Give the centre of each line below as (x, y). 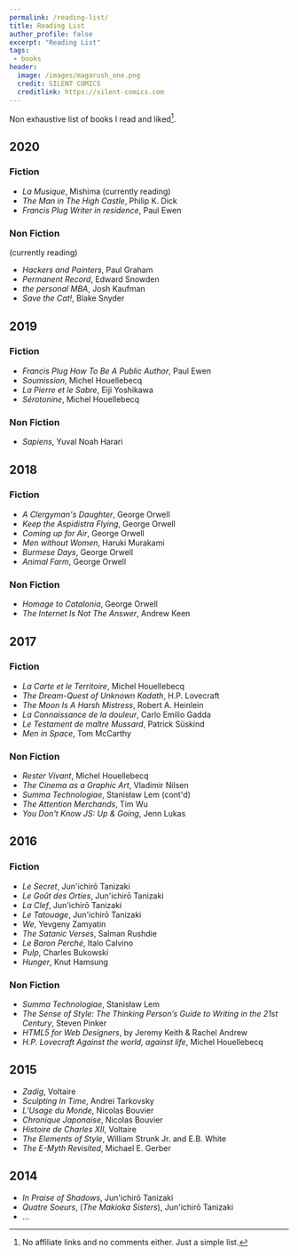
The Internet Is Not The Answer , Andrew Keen (106, 614)
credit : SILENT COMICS (59, 84)
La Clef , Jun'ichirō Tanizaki (72, 905)
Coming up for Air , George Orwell (83, 533)
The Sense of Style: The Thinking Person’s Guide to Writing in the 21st (150, 1014)
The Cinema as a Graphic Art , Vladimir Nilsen (105, 785)
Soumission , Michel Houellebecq (82, 380)
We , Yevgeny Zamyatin (64, 924)
